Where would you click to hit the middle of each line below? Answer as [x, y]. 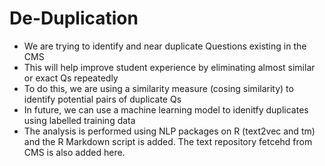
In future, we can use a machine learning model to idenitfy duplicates [166, 109]
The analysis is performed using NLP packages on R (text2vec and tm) [169, 131]
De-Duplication [74, 18]
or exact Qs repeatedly [71, 78]
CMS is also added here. [74, 152]
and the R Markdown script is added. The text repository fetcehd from [168, 141]
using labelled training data [79, 120]
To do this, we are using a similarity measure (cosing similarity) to [158, 88]
